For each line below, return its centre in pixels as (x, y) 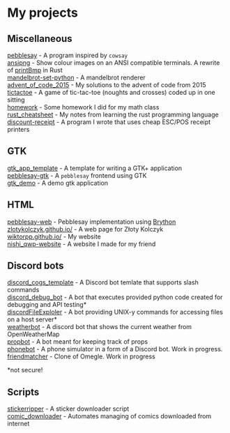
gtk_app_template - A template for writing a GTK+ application (95, 168)
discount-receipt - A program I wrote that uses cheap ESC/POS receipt (109, 122)
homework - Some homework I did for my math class (83, 107)
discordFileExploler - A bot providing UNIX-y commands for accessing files (115, 312)
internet (18, 424)
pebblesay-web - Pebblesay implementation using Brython (92, 222)
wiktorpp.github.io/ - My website (54, 236)
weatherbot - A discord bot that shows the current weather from (100, 327)
